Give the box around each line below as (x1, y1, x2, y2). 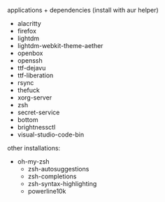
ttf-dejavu (17, 64, 46, 72)
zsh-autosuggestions (27, 165, 89, 173)
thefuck (17, 86, 40, 94)
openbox (17, 49, 43, 57)
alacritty (17, 20, 42, 27)
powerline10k (27, 187, 66, 195)
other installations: (7, 144, 61, 152)
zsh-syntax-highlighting (27, 180, 97, 187)
